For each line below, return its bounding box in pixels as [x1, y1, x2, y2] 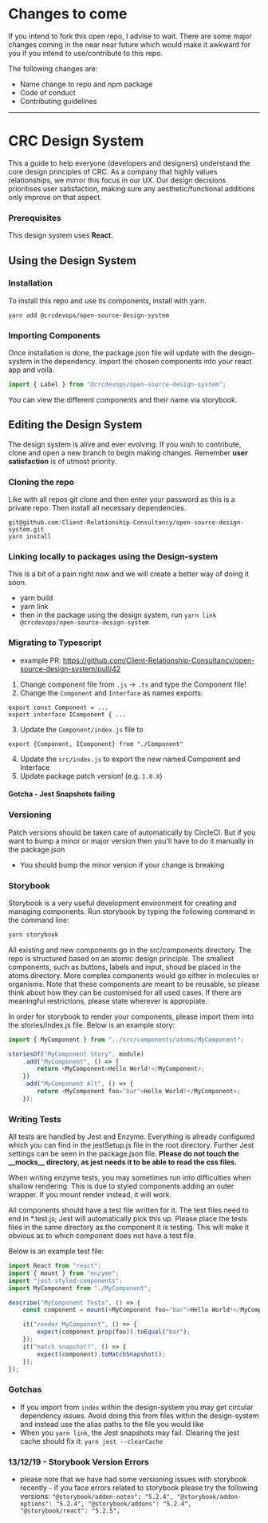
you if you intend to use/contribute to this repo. [8, 48, 164, 58]
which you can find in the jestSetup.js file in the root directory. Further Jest [8, 1140, 254, 1150]
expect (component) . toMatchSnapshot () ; [37, 1350, 166, 1358]
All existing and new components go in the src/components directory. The [8, 945, 251, 955]
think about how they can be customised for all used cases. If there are [8, 988, 242, 997]
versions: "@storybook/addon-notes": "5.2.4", [19, 1492, 174, 1501]
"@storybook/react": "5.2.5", [19, 1507, 121, 1515]
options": [19, 1500, 53, 1509]
